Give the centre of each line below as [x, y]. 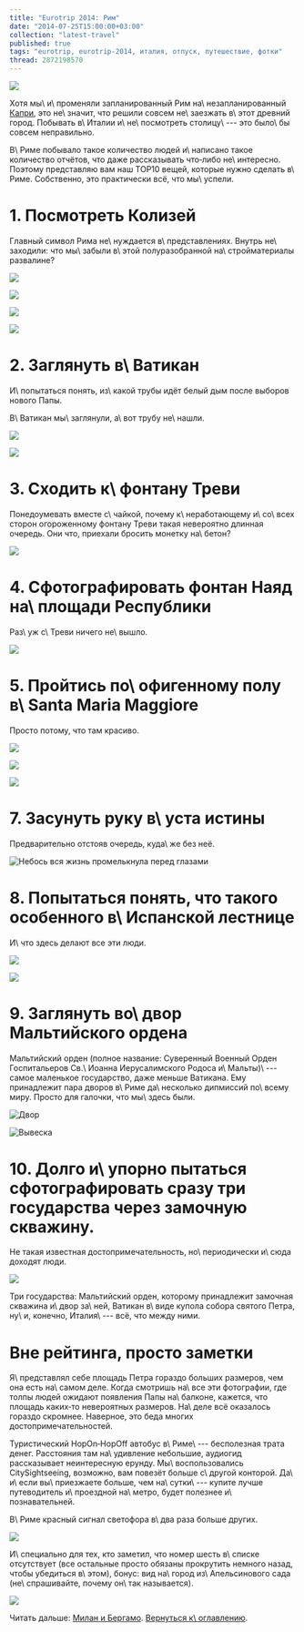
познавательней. [42, 1502]
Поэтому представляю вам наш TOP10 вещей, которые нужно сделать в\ [152, 169]
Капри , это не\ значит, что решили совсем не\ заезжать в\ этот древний [150, 113]
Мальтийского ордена [99, 1032]
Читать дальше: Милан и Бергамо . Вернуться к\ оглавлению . [129, 1618]
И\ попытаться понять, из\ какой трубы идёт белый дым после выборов [149, 390]
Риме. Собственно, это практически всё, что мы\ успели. [122, 179]
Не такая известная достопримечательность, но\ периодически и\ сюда [150, 1252]
